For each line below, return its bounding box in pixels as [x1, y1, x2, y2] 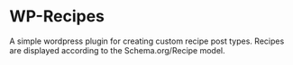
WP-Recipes [9, 6, 105, 27]
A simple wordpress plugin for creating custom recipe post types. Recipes [9, 36, 285, 46]
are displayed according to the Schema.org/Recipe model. [9, 45, 225, 55]
